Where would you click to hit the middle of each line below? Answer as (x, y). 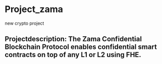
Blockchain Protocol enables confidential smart (81, 47)
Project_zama (34, 9)
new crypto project (24, 23)
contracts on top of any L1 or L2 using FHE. (73, 55)
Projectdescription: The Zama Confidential (73, 39)
